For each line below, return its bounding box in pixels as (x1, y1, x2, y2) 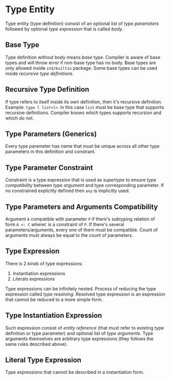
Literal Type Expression (5, 356, 81, 365)
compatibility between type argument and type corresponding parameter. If (5, 182, 164, 188)
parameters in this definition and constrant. (5, 149, 96, 155)
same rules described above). (5, 341, 68, 347)
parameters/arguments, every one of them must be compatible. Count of (5, 227, 158, 233)
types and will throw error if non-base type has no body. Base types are (5, 60, 156, 66)
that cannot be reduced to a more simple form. (5, 296, 103, 303)
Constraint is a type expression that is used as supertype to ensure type (5, 177, 157, 183)
